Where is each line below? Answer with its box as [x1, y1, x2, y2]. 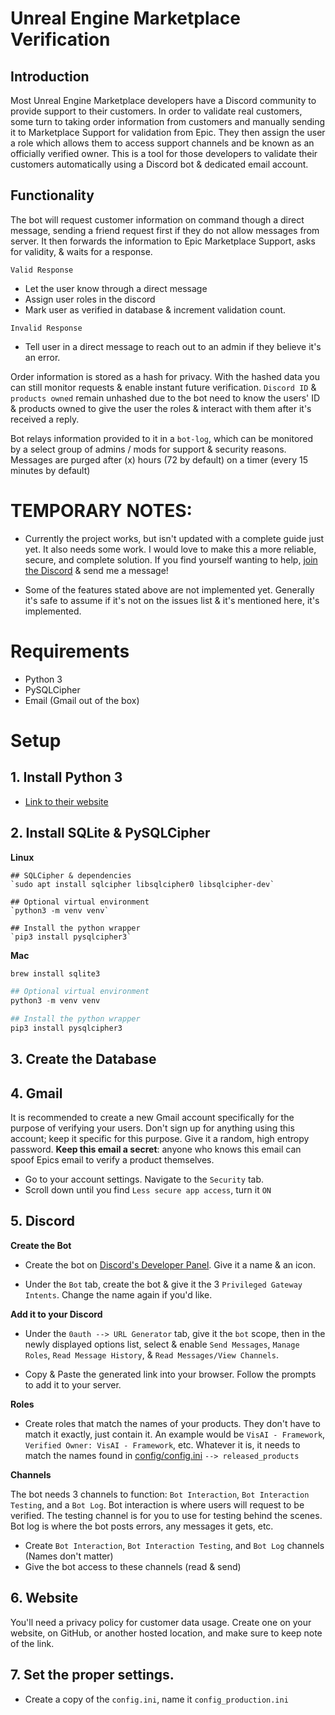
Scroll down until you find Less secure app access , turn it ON [24, 1184, 272, 1196]
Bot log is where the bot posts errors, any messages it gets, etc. [10, 1520, 274, 1532]
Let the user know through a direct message [24, 282, 208, 294]
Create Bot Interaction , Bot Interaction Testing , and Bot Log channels [24, 1539, 325, 1551]
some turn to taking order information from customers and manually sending [10, 116, 326, 127]
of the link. [10, 1637, 55, 1649]
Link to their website [24, 795, 109, 807]
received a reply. [10, 413, 80, 425]
